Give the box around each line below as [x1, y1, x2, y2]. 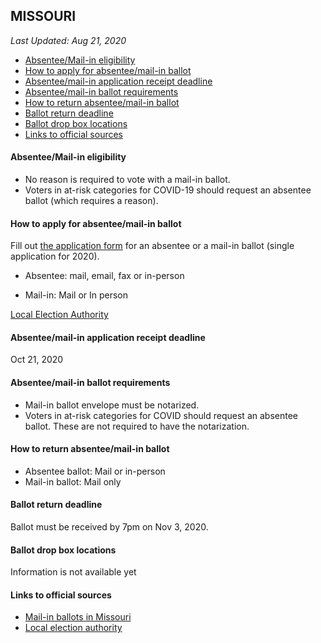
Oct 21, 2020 [10, 354, 64, 366]
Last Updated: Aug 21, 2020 [10, 34, 127, 46]
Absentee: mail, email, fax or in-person [24, 270, 185, 282]
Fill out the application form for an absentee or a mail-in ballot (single [10, 240, 295, 252]
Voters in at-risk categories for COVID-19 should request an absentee [24, 184, 312, 196]
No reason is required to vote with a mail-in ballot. [24, 174, 231, 186]
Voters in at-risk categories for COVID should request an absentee [24, 409, 298, 421]
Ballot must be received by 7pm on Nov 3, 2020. [10, 521, 209, 533]
